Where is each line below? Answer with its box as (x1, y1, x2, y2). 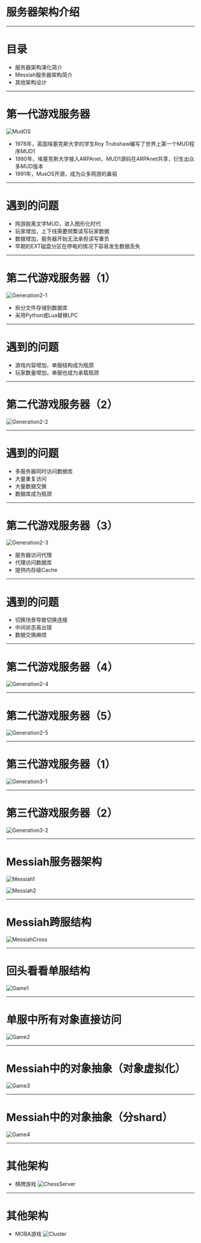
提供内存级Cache (14, 567, 58, 574)
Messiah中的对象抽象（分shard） (6, 1111, 173, 1124)
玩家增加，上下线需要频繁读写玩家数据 (14, 227, 109, 235)
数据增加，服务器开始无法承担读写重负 (14, 235, 109, 242)
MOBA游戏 (14, 1230, 42, 1237)
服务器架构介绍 (6, 5, 80, 19)
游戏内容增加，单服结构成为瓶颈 (14, 361, 94, 369)
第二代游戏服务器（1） (6, 271, 116, 285)
